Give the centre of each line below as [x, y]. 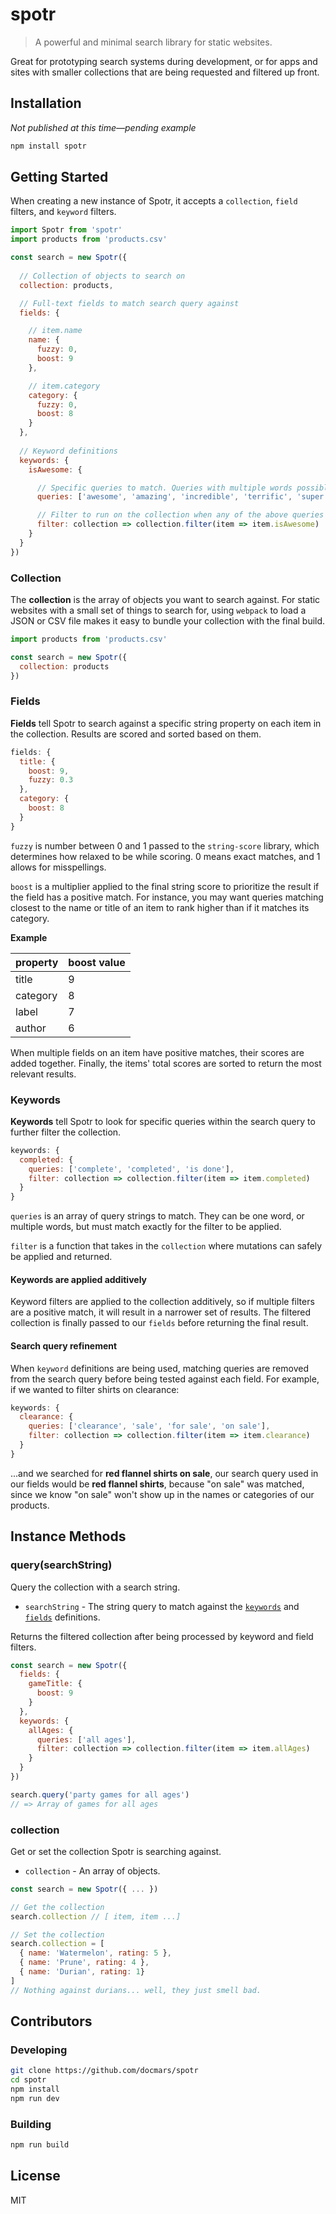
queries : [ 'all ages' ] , [86, 1739]
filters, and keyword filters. [63, 212]
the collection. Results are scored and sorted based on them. [136, 734]
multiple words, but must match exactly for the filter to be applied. [146, 1227]
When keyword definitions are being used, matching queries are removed [159, 1368]
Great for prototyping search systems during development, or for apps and [164, 61]
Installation [46, 103]
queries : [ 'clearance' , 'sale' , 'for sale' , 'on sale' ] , [149, 1426]
